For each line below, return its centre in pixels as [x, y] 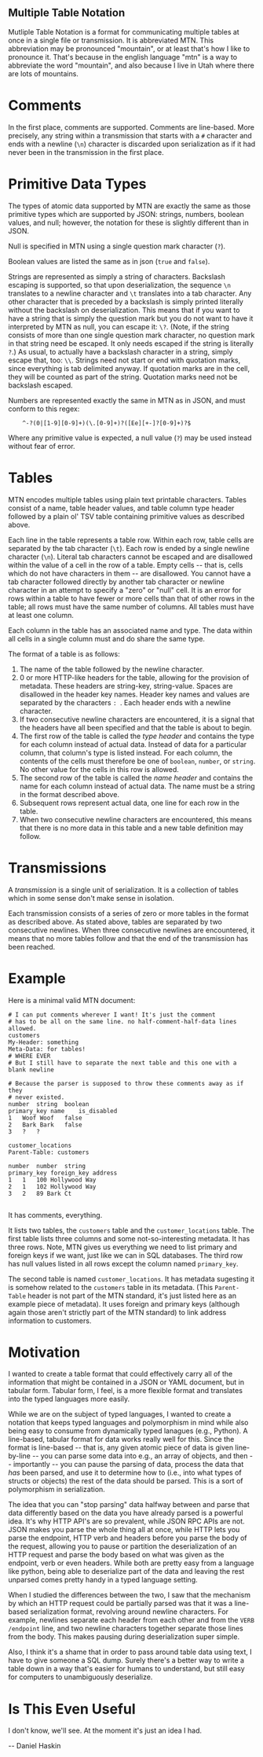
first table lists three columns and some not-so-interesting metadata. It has [129, 1238]
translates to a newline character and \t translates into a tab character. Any [130, 293]
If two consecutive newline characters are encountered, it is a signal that [137, 719]
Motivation [44, 1352]
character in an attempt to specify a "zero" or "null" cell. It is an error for [125, 590]
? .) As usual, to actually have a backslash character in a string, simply [121, 351]
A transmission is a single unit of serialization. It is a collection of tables [124, 890]
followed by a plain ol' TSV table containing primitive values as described [126, 516]
